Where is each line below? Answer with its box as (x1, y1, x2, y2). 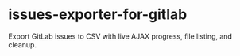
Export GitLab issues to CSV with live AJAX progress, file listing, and (8, 32, 233, 41)
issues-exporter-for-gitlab (8, 6, 188, 24)
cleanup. (8, 39, 37, 49)
